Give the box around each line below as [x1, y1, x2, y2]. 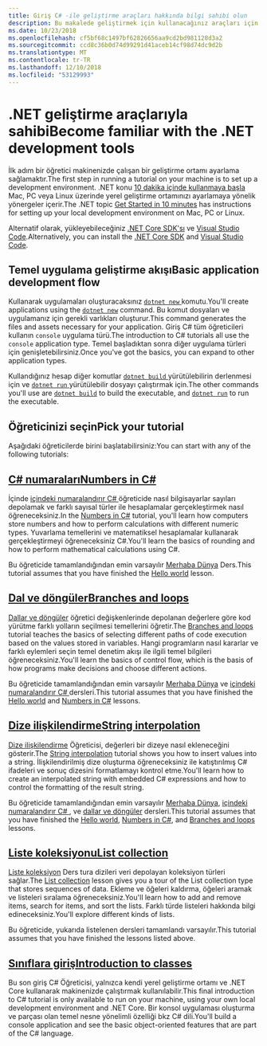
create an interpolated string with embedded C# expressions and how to [8, 774, 246, 783]
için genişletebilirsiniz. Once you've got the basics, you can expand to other [8, 347, 255, 357]
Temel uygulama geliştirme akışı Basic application [8, 263, 260, 276]
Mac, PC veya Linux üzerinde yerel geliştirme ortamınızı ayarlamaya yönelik [8, 190, 257, 200]
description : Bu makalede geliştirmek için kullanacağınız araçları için [8, 19, 259, 27]
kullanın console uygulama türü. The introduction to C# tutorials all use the [8, 331, 249, 340]
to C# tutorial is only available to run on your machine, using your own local [8, 995, 256, 1005]
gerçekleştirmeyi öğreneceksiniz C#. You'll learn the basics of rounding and [8, 536, 255, 546]
